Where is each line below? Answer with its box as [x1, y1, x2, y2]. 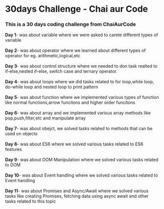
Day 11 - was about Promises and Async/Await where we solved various [5, 188, 149, 194]
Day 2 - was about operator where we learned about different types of [5, 47, 146, 53]
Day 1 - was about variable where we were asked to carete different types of [5, 32, 158, 38]
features [5, 146, 22, 152]
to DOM [5, 162, 21, 168]
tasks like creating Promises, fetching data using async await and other [5, 193, 149, 199]
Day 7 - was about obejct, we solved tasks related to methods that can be [5, 126, 153, 132]
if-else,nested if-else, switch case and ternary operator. [5, 69, 117, 74]
